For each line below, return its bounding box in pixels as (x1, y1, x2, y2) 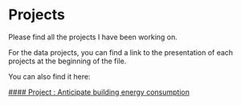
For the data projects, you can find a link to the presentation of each (8, 47, 234, 57)
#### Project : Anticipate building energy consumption (8, 87, 190, 97)
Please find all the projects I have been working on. (8, 32, 178, 42)
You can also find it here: (8, 71, 91, 81)
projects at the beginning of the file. (8, 56, 127, 66)
